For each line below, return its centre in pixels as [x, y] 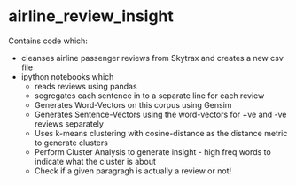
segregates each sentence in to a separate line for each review [149, 96]
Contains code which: [48, 41]
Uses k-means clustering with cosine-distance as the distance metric [161, 133]
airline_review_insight [91, 16]
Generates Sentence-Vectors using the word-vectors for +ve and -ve [160, 114]
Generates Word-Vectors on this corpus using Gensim [133, 104]
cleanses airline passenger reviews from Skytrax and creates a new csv [152, 58]
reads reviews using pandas [86, 86]
